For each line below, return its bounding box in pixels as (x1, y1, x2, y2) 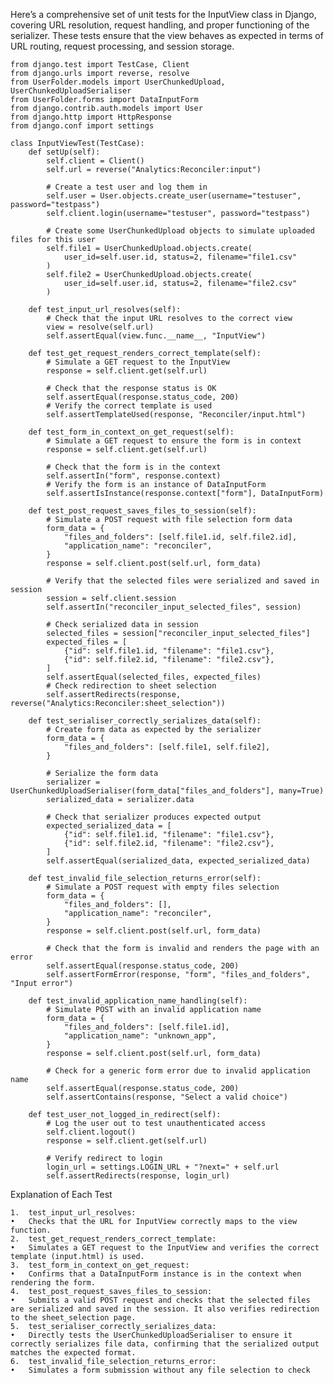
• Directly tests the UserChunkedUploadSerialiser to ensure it (10, 1330, 293, 1340)
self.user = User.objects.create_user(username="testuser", (46, 191, 302, 201)
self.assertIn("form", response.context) (46, 471, 222, 481)
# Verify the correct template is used (46, 401, 213, 411)
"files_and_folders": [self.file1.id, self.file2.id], (63, 532, 298, 542)
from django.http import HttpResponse (10, 112, 172, 122)
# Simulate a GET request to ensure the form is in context (46, 436, 302, 446)
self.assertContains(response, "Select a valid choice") (46, 1092, 288, 1102)
